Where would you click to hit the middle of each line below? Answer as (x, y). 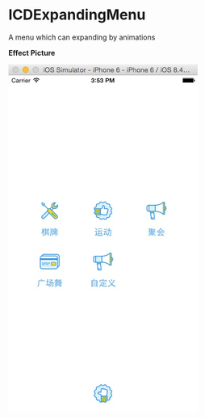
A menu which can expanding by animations (82, 37)
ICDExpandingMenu (77, 15)
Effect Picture (32, 52)
